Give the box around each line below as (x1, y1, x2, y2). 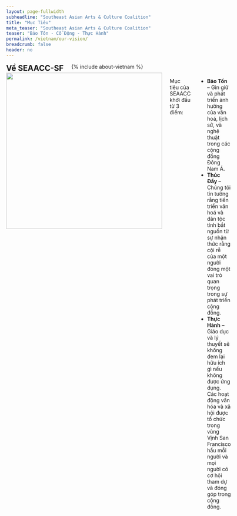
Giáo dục (206, 328, 229, 335)
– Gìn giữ (206, 84, 229, 91)
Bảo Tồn (206, 77, 228, 84)
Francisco (206, 440, 231, 448)
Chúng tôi (206, 184, 231, 191)
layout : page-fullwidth (6, 8, 65, 15)
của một (206, 253, 228, 260)
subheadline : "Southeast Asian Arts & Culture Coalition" (6, 14, 151, 20)
